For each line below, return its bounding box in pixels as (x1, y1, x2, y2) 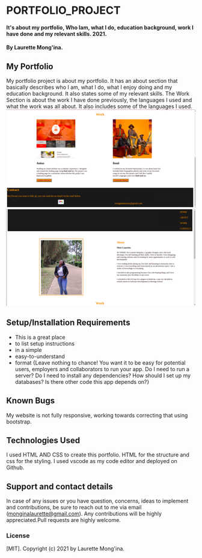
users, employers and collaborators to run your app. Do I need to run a (14, 365, 189, 372)
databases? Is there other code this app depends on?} (14, 378, 150, 385)
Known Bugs (6, 396, 55, 406)
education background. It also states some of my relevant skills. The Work (6, 90, 190, 97)
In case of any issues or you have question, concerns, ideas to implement (6, 497, 189, 505)
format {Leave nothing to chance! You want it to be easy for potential (14, 359, 186, 366)
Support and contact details (6, 481, 113, 491)
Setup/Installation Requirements (6, 318, 130, 328)
